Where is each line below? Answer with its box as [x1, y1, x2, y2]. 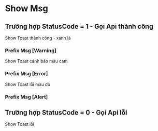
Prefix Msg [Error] [5, 70, 48, 77]
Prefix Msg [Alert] [5, 93, 48, 100]
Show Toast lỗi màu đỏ [5, 81, 51, 87]
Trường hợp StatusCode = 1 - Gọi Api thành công [5, 22, 154, 31]
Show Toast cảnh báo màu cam [5, 58, 68, 64]
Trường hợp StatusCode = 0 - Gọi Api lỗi [5, 108, 128, 116]
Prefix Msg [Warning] [5, 47, 57, 54]
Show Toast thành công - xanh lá [5, 35, 71, 41]
